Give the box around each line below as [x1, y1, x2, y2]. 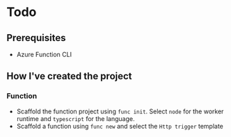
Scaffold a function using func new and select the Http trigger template [16, 122, 224, 130]
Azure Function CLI [16, 50, 72, 58]
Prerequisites [6, 32, 66, 44]
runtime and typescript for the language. [16, 114, 135, 122]
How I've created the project [6, 70, 133, 82]
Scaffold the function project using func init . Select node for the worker [16, 107, 224, 115]
